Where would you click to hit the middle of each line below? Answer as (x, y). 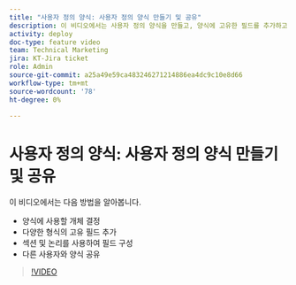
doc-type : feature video (55, 42)
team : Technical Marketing (59, 50)
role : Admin (31, 67)
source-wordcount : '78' (53, 91)
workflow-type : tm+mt (49, 83)
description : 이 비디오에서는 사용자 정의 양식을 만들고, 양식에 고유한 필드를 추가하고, (150, 26)
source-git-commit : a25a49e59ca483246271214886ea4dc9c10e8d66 (126, 75)
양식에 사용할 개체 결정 (61, 221)
